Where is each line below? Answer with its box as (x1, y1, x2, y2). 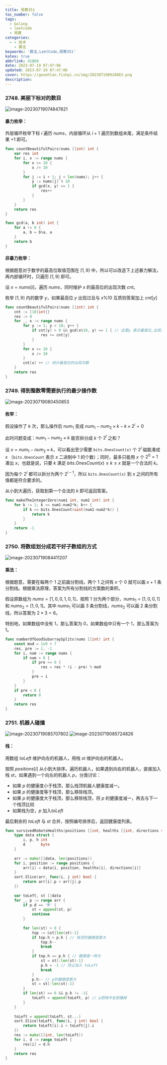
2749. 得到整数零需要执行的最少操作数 (5, 387, 97, 394)
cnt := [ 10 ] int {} (14, 309, 50, 314)
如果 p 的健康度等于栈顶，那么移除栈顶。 (12, 789, 96, 795)
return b (14, 239, 32, 244)
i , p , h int (23, 838, 48, 843)
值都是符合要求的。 (5, 477, 45, 483)
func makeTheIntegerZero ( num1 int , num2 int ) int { (5, 498, 114, 503)
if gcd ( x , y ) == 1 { (31, 183, 75, 189)
